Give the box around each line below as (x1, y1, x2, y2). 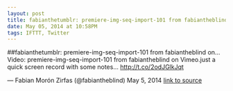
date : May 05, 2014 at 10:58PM (7, 23, 98, 30)
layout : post (7, 10, 45, 17)
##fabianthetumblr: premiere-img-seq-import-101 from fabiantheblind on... (7, 48, 221, 57)
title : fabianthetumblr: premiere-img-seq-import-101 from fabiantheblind (7, 17, 228, 23)
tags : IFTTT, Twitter (7, 29, 70, 37)
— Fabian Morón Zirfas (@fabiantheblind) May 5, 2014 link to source (7, 77, 202, 85)
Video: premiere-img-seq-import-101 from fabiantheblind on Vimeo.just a (7, 56, 216, 64)
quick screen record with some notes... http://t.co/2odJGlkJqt (7, 63, 184, 71)
